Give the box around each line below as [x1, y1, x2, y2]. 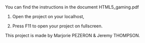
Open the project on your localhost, [12, 14, 85, 19]
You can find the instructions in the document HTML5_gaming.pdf [5, 4, 139, 10]
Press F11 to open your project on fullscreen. [12, 23, 103, 29]
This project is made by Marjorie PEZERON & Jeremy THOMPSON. [5, 33, 141, 38]
